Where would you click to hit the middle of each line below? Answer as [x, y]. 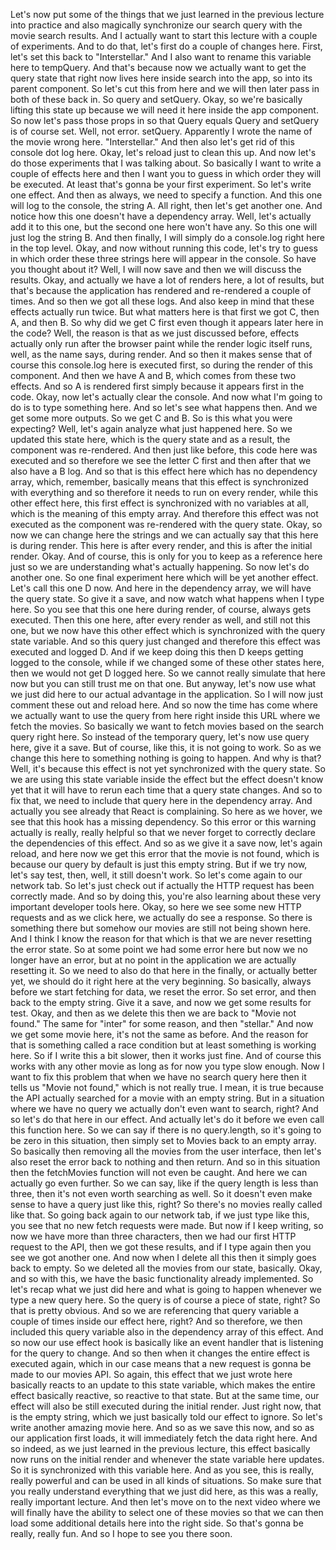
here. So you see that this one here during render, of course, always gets [161, 609]
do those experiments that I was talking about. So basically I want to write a [166, 163]
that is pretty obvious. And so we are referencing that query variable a [154, 1310]
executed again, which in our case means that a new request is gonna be [161, 1363]
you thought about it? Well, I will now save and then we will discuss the [156, 269]
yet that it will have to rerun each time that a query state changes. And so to [166, 790]
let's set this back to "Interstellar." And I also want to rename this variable [161, 57]
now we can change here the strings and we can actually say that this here [164, 535]
